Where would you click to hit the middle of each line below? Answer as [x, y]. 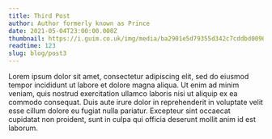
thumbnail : [27, 38]
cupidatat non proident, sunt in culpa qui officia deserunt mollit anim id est [132, 119]
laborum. [23, 128]
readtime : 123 [32, 46]
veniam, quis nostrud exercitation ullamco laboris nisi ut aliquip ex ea [123, 93]
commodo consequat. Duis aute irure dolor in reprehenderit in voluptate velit [136, 102]
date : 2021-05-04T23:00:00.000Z [63, 31]
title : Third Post [39, 16]
